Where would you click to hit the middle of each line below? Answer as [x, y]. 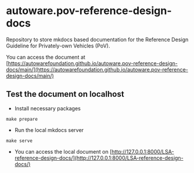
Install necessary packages [47, 108]
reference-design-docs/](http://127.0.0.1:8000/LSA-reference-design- [99, 158]
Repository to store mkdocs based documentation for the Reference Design [97, 39]
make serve [19, 141]
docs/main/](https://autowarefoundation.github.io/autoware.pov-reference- [97, 69]
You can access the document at [46, 57]
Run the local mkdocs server [49, 130]
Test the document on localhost [65, 94]
